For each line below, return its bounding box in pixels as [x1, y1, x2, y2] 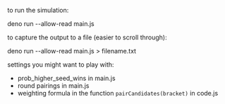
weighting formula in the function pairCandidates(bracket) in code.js [17, 89, 219, 97]
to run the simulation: [7, 6, 69, 14]
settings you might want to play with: [7, 60, 114, 69]
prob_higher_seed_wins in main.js [17, 74, 116, 82]
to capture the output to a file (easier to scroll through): [7, 33, 167, 41]
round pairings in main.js [17, 82, 90, 90]
